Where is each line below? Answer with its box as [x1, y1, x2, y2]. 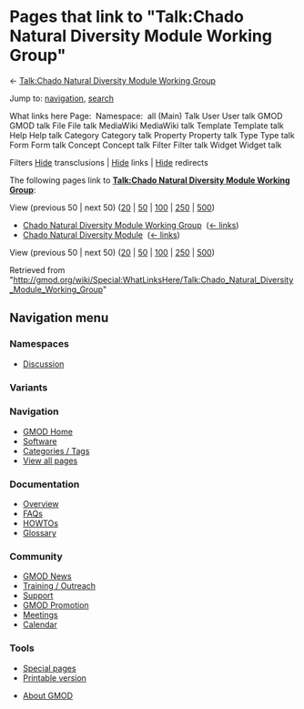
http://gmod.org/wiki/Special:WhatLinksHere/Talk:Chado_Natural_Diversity [13, 274, 294, 285]
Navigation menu [9, 310, 109, 326]
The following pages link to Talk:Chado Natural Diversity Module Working [9, 175, 290, 186]
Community [9, 551, 63, 563]
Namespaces [9, 338, 70, 350]
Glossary [22, 528, 57, 539]
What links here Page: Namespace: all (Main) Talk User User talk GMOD [9, 110, 283, 121]
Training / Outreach [22, 581, 96, 592]
